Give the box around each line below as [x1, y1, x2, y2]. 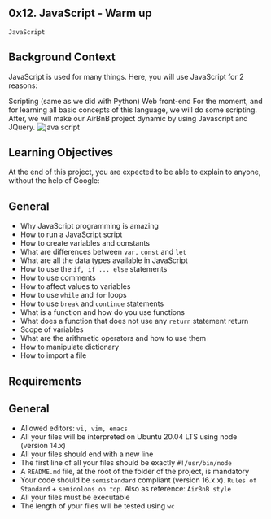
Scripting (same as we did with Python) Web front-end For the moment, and [8, 96, 263, 106]
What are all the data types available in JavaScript [20, 255, 189, 265]
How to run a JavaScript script [20, 229, 123, 239]
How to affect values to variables [20, 281, 131, 291]
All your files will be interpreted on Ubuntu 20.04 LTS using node [20, 432, 238, 442]
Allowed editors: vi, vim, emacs [20, 423, 129, 434]
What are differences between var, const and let [20, 247, 187, 257]
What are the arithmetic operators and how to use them [20, 334, 207, 343]
